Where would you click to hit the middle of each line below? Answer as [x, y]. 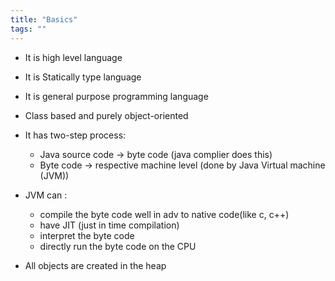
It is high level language [73, 57]
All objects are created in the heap [95, 265]
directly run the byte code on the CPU [118, 246]
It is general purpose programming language [116, 96]
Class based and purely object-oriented [106, 115]
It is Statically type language [83, 77]
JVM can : [46, 195]
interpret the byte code [87, 235]
